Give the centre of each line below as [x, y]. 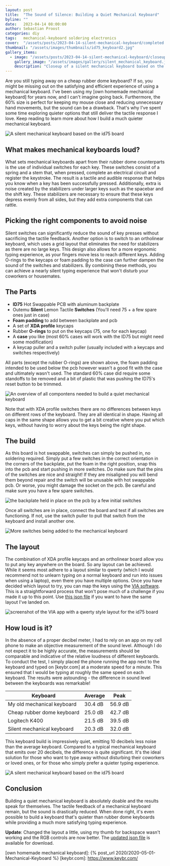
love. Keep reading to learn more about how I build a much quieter [74, 119]
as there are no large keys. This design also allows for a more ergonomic [81, 249]
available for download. [30, 843]
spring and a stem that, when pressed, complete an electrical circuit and [80, 172]
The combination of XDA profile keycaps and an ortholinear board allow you [84, 559]
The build [20, 441]
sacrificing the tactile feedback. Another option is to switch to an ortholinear [84, 238]
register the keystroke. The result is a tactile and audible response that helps [85, 178]
